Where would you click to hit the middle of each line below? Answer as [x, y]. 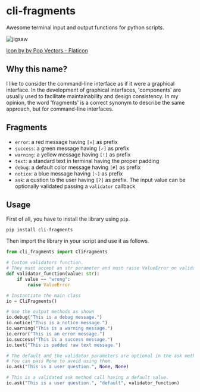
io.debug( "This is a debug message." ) [54, 317]
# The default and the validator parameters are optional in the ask [94, 356]
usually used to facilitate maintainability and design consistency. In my [92, 96]
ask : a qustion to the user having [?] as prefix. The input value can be [100, 180]
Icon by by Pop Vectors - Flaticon [47, 50]
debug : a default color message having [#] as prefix [78, 167]
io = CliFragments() [32, 301]
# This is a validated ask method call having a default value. [87, 378]
